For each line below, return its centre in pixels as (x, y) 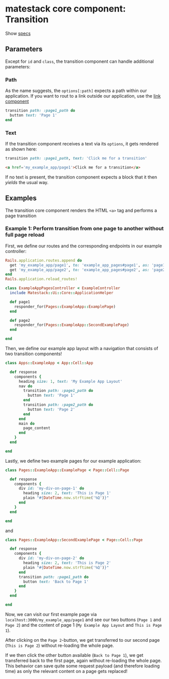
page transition (21, 216)
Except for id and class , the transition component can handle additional (80, 61)
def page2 (20, 320)
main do (27, 423)
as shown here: (21, 149)
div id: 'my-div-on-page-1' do (51, 488)
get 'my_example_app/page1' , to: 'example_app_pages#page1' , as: (80, 265)
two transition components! (33, 354)
